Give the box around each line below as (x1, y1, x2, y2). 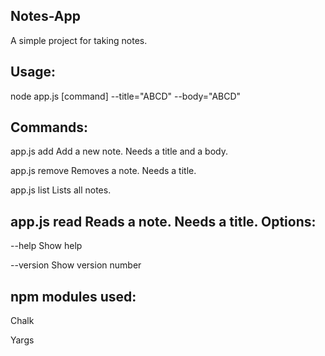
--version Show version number (10, 259, 142, 271)
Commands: (10, 119, 89, 136)
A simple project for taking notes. (10, 34, 148, 46)
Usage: (10, 64, 57, 81)
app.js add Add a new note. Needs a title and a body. (10, 145, 229, 158)
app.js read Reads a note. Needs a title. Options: (10, 213, 317, 230)
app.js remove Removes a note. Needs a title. (10, 165, 197, 177)
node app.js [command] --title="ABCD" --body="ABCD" (10, 90, 242, 102)
